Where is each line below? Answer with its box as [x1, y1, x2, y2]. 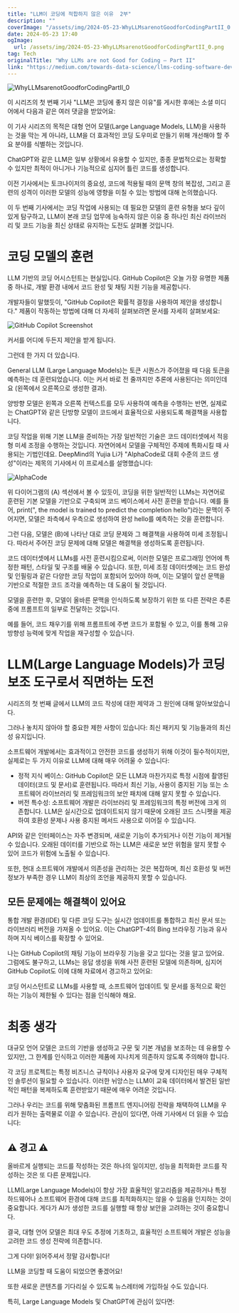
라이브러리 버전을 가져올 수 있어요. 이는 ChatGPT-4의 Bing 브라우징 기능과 [7, 925, 215, 933]
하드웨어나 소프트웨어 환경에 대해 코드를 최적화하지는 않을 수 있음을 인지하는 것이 [7, 1195, 232, 1203]
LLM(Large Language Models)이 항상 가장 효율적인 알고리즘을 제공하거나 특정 [7, 1186, 227, 1195]
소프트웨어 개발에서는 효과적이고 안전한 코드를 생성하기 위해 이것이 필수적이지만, [7, 747, 230, 756]
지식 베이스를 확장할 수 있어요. [20, 934, 105, 943]
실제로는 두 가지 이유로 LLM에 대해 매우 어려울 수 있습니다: [7, 756, 170, 764]
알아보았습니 [195, 699, 230, 707]
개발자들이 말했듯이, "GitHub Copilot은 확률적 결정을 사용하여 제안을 [7, 298, 198, 306]
